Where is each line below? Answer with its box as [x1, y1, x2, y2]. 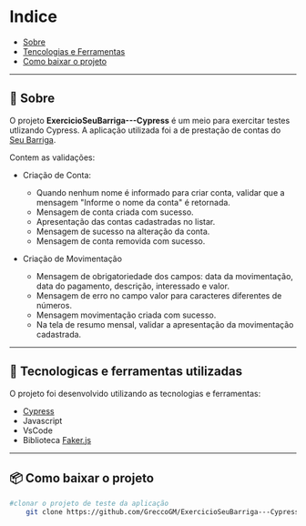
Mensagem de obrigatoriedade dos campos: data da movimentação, [36, 270, 294, 281]
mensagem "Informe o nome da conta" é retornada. [36, 197, 230, 207]
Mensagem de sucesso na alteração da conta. [36, 226, 210, 237]
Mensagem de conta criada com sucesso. [36, 207, 194, 217]
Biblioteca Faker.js [22, 434, 92, 445]
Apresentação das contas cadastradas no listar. [36, 216, 216, 227]
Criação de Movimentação [22, 253, 123, 264]
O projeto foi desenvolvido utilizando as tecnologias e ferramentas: [9, 388, 261, 399]
